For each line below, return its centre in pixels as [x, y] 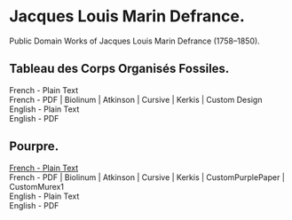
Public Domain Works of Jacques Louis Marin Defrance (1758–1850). [134, 41]
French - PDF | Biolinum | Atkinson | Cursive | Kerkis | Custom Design [136, 99]
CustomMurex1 [37, 186]
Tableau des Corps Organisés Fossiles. [119, 69]
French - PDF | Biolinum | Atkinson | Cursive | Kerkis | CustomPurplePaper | [147, 177]
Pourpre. [34, 147]
